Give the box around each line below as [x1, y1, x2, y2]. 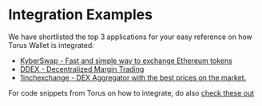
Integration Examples [8, 6, 153, 24]
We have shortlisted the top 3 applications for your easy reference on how [8, 32, 253, 41]
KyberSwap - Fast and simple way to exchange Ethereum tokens [19, 56, 233, 65]
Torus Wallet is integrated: [8, 40, 94, 49]
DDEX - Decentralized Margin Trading [19, 64, 145, 73]
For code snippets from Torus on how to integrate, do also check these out [8, 88, 254, 97]
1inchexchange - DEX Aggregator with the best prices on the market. [19, 73, 247, 82]
